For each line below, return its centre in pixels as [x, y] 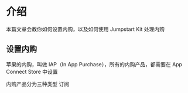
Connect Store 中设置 [32, 71]
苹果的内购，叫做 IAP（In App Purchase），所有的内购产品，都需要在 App [94, 64]
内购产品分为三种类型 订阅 [37, 84]
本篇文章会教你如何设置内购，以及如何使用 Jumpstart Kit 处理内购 [86, 29]
